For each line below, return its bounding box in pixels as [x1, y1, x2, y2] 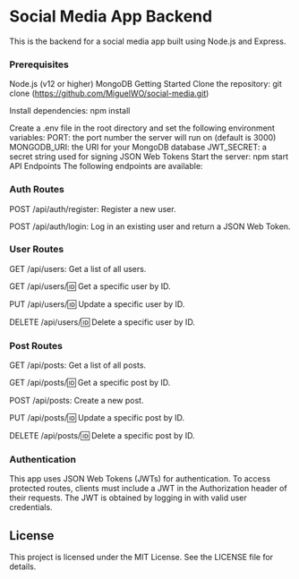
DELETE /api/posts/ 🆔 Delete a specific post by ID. [9, 430, 195, 441]
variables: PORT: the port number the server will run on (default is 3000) [9, 132, 277, 143]
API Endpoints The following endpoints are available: [9, 161, 203, 172]
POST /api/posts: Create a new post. [9, 396, 144, 406]
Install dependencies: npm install [9, 106, 131, 116]
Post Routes [9, 339, 64, 352]
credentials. [9, 502, 53, 513]
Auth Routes [9, 183, 64, 196]
